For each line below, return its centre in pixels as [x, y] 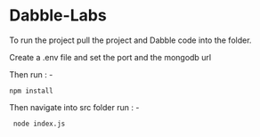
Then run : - [31, 74]
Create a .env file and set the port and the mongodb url [110, 57]
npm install [31, 91]
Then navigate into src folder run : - [74, 107]
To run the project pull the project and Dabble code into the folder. [130, 40]
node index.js [39, 124]
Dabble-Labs [58, 16]
